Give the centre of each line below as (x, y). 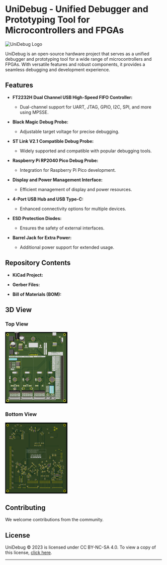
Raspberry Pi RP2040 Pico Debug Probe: (55, 160)
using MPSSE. (34, 112)
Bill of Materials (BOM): (37, 294)
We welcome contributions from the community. (54, 520)
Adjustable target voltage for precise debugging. (70, 131)
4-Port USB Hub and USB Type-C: (48, 199)
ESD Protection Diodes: (37, 218)
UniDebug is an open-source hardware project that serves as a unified (77, 54)
